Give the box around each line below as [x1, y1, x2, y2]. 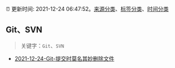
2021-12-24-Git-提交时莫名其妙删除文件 [14, 55, 115, 62]
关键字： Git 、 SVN [20, 42, 65, 49]
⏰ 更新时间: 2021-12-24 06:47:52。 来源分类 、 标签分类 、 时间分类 [5, 5, 169, 12]
